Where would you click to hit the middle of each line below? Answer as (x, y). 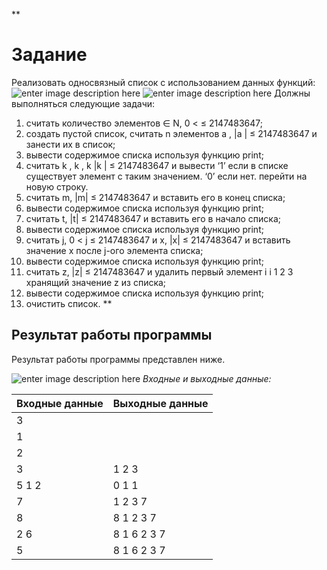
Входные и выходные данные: (207, 378)
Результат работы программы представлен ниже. (118, 359)
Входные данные (60, 403)
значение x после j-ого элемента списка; (114, 250)
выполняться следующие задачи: (83, 103)
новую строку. (57, 186)
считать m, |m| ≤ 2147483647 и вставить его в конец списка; (155, 197)
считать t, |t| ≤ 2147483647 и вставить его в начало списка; (153, 218)
